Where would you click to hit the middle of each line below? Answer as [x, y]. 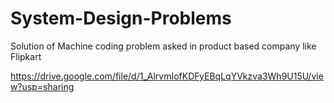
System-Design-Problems [121, 18]
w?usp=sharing [42, 86]
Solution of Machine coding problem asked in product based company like [163, 46]
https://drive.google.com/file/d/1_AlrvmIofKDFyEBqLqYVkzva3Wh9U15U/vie [167, 76]
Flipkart [26, 56]
